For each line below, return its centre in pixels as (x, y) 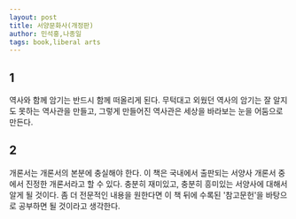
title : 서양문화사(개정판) (51, 26)
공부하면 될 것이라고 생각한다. (70, 206)
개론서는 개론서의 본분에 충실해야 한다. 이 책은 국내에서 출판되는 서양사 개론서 (143, 172)
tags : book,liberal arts (55, 42)
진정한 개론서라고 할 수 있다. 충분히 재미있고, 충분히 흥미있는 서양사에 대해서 (156, 184)
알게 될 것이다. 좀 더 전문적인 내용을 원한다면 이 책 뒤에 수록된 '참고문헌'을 (136, 194)
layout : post (33, 17)
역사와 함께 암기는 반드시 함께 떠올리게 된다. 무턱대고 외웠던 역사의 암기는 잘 (140, 100)
